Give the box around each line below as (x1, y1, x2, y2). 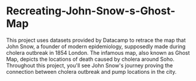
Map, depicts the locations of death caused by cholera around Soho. (6, 55, 175, 63)
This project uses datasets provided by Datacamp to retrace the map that (6, 36, 186, 43)
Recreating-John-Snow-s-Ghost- (6, 4, 176, 18)
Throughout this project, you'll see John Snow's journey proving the (6, 61, 173, 69)
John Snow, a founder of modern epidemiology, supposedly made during (6, 43, 186, 50)
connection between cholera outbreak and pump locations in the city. (6, 68, 177, 75)
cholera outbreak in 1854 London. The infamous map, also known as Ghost (6, 49, 190, 56)
